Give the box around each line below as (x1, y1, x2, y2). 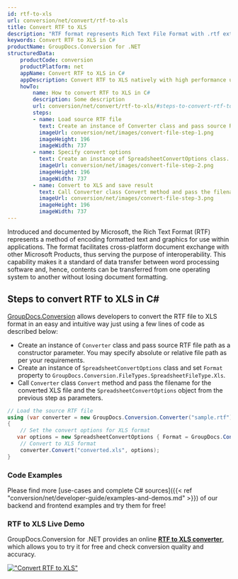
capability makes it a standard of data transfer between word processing (7, 257, 220, 266)
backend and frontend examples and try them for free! (7, 501, 166, 510)
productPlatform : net (20, 63, 84, 70)
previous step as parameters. (17, 393, 103, 402)
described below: (7, 327, 58, 335)
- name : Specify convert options (33, 149, 132, 156)
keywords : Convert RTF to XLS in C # (7, 37, 115, 44)
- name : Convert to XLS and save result (33, 181, 154, 189)
